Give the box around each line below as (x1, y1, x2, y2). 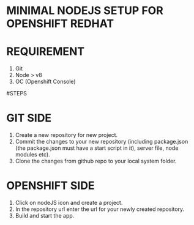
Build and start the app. (15, 212, 75, 219)
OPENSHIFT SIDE (6, 179, 95, 193)
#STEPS (6, 90, 28, 97)
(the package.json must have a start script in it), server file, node (15, 144, 179, 152)
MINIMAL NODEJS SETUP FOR (6, 4, 163, 18)
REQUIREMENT (6, 45, 85, 59)
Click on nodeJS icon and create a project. (15, 199, 123, 206)
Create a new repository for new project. (15, 131, 118, 139)
